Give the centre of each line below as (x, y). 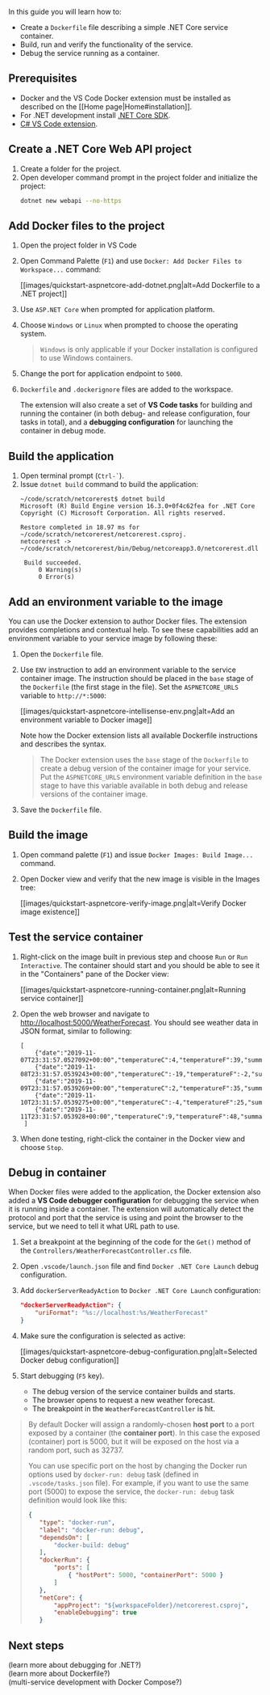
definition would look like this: (77, 1500)
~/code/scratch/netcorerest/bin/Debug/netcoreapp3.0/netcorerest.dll (139, 549)
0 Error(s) (56, 577)
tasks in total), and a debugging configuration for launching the (127, 422)
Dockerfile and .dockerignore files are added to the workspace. (127, 389)
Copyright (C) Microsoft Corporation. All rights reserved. (123, 514)
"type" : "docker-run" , (77, 1522)
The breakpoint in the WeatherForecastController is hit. (124, 1409)
